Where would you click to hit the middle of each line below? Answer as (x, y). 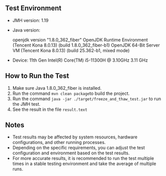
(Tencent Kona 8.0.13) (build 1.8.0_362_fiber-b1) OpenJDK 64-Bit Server (86, 45)
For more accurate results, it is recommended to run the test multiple (83, 158)
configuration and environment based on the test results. (71, 153)
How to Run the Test (37, 76)
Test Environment (33, 8)
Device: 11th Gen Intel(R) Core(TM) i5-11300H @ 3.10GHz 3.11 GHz (80, 60)
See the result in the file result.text (50, 109)
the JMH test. (26, 104)
